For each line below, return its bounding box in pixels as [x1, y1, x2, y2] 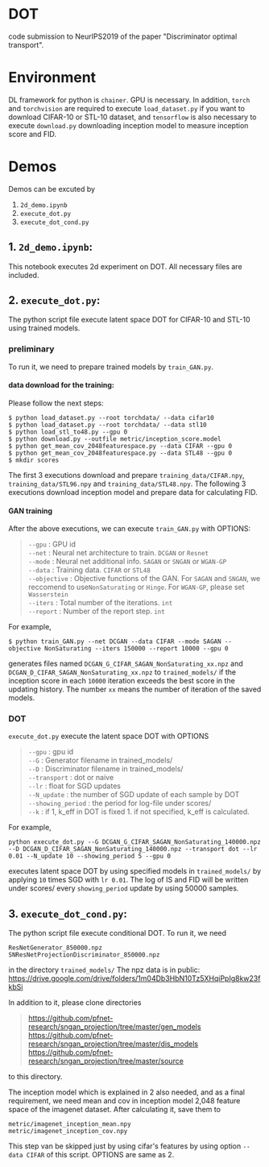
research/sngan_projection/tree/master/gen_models [27, 1022, 201, 1032]
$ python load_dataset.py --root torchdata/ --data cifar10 [8, 413, 215, 422]
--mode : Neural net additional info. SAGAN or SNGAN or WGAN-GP [27, 557, 227, 567]
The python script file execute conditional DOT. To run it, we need [8, 928, 227, 938]
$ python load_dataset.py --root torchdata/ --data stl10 [8, 421, 207, 429]
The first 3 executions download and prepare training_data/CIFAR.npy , [8, 470, 245, 480]
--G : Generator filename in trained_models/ [27, 755, 173, 766]
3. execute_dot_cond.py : [8, 907, 127, 920]
